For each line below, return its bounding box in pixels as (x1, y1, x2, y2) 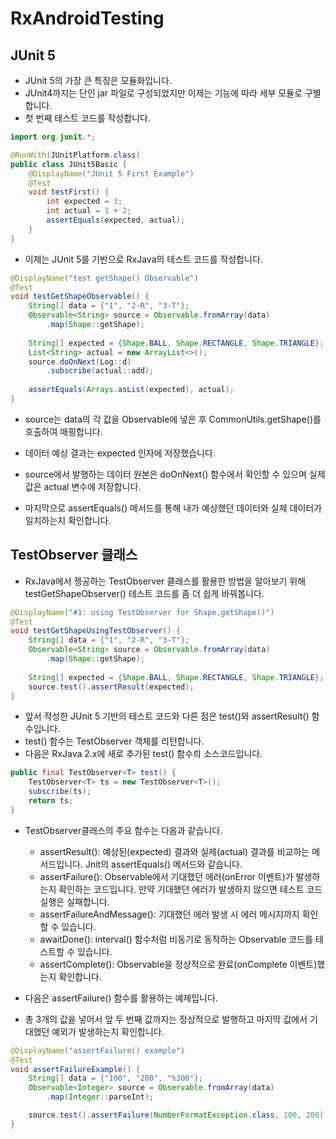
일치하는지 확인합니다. (24, 514, 112, 526)
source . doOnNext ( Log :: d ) (28, 357, 132, 367)
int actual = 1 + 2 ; (46, 206, 132, 216)
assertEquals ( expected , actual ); (46, 215, 186, 225)
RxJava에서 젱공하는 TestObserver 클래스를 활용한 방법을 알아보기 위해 (24, 575, 307, 587)
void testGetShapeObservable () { (10, 292, 150, 302)
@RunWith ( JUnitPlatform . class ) (10, 150, 141, 160)
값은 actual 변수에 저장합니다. (24, 480, 142, 492)
